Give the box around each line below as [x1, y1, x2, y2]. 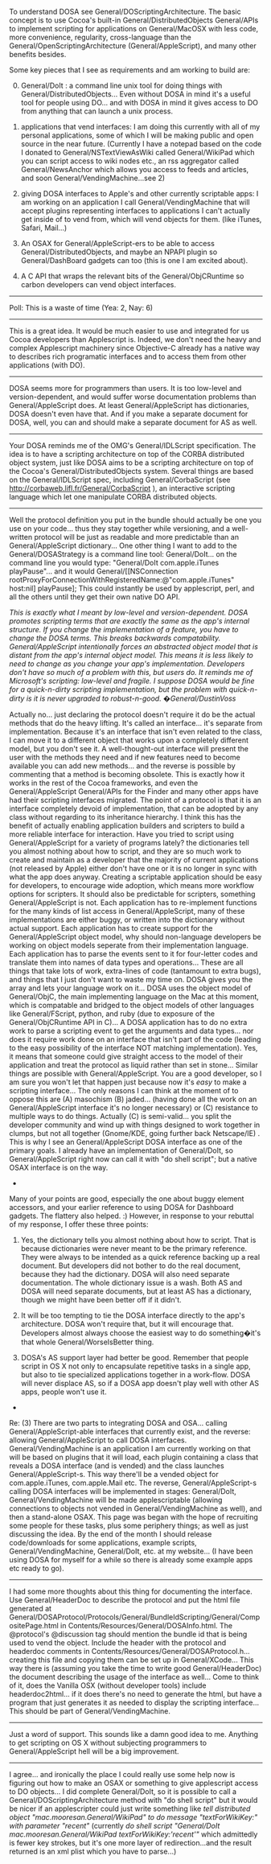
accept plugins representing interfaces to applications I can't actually [20, 206, 250, 216]
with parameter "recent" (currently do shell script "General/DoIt [9, 1821, 220, 1830]
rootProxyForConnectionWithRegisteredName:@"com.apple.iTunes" [9, 575, 235, 584]
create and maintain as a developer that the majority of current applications [9, 855, 259, 864]
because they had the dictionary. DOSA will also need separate [20, 1269, 230, 1278]
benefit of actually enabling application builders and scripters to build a [9, 821, 245, 830]
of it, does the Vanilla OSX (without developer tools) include [9, 1681, 207, 1690]
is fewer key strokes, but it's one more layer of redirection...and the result [9, 1838, 253, 1847]
